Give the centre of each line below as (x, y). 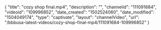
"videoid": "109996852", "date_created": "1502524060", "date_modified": (80, 12)
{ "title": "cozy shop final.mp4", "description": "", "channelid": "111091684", (80, 7)
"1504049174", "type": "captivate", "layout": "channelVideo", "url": (72, 17)
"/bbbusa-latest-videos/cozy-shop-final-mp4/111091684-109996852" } (77, 22)
